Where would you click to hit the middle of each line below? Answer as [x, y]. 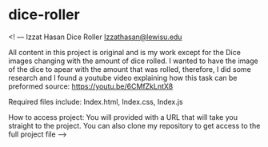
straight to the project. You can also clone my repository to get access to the [134, 125]
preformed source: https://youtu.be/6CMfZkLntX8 [91, 86]
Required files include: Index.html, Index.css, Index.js [96, 101]
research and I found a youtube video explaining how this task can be [123, 77]
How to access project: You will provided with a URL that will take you [123, 117]
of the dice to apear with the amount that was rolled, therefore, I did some [130, 69]
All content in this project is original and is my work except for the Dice [125, 52]
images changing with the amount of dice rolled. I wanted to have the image [133, 61]
